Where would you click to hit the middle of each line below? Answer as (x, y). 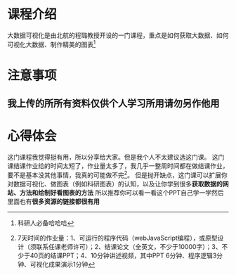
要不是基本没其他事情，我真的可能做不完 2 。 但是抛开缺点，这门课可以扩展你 (118, 174)
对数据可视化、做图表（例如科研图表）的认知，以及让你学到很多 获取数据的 (115, 184)
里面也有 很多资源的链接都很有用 (53, 201)
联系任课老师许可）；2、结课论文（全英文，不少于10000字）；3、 (129, 246)
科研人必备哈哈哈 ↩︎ (46, 223)
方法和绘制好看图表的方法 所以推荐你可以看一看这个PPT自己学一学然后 (122, 192)
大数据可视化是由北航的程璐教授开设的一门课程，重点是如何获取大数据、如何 (118, 35)
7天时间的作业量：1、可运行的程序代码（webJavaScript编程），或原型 (117, 238)
